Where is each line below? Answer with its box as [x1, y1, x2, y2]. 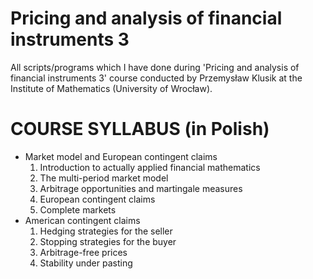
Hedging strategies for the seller [39, 225, 173, 237]
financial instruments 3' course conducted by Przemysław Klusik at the [10, 72, 303, 84]
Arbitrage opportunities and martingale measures [39, 182, 243, 194]
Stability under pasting [39, 257, 133, 269]
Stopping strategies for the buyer [39, 235, 177, 247]
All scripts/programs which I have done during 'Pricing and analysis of [10, 61, 300, 73]
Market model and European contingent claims [24, 150, 218, 162]
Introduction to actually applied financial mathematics [39, 161, 261, 173]
